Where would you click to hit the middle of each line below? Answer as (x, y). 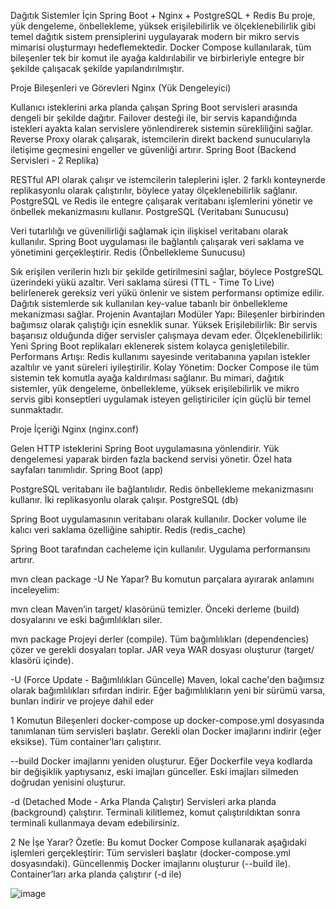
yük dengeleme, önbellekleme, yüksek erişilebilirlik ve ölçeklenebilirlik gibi (163, 26)
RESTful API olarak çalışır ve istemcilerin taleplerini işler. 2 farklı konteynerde (168, 179)
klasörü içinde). (42, 660)
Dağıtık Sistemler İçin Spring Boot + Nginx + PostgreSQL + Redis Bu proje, (163, 15)
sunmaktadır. (37, 409)
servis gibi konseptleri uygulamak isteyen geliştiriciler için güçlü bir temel (161, 399)
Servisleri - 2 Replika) (55, 160)
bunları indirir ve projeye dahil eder (82, 701)
